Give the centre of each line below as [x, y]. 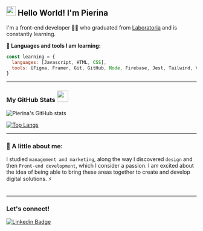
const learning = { [31, 57]
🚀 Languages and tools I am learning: [53, 45]
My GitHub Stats [31, 100]
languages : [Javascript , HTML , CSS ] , [59, 62]
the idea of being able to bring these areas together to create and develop [98, 172]
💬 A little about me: [35, 146]
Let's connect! [28, 209]
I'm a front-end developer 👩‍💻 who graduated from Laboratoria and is [92, 27]
